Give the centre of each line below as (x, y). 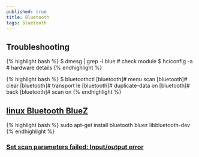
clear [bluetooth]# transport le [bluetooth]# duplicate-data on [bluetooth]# (98, 86)
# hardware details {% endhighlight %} (54, 68)
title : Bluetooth (28, 17)
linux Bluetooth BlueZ (47, 111)
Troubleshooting (38, 47)
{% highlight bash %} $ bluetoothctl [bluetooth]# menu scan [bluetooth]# (97, 79)
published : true (26, 12)
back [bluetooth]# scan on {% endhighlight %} (64, 92)
